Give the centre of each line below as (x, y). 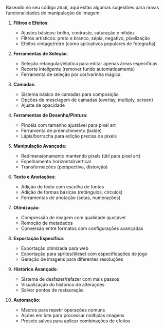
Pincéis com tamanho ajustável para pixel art (68, 125)
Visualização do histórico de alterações (63, 285)
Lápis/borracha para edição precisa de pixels (69, 136)
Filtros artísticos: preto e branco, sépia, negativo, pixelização (85, 38)
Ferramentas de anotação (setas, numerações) (71, 198)
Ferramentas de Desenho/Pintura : (50, 115)
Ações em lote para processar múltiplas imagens (73, 315)
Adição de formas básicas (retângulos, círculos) (72, 192)
